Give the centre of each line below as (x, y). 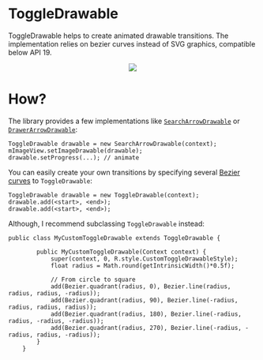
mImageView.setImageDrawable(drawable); (76, 151)
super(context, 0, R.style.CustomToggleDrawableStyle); (144, 259)
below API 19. (30, 52)
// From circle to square (93, 279)
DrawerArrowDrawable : (43, 129)
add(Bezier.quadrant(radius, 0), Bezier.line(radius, (141, 286)
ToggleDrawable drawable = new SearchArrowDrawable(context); (113, 144)
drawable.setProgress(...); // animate (74, 157)
